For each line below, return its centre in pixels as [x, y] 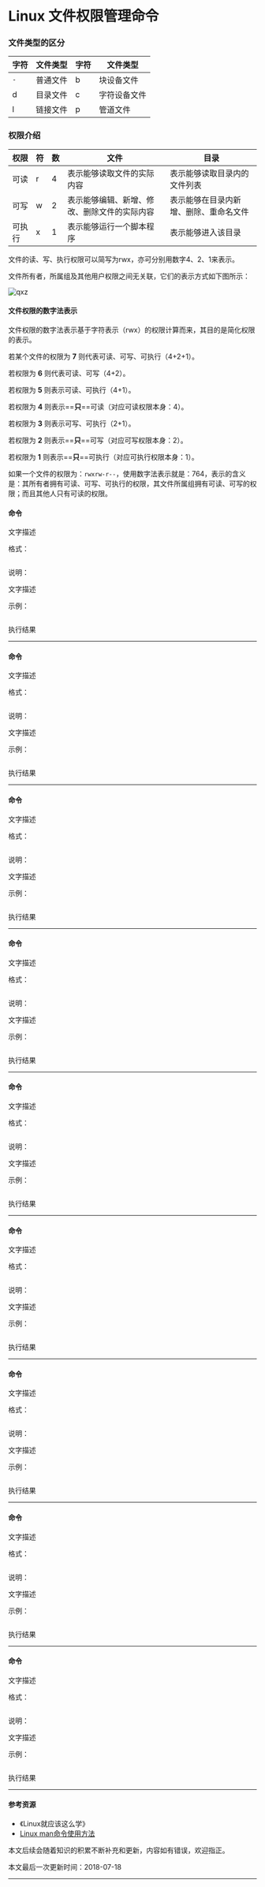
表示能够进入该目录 [206, 232]
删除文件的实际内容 [119, 211]
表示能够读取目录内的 [210, 173]
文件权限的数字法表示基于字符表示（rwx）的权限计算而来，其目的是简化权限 [132, 330]
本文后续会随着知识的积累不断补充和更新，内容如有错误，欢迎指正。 [119, 1851]
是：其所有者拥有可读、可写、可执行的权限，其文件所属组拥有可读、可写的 [129, 483]
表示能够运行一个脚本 [107, 226]
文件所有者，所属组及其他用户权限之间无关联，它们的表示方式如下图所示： [129, 276]
